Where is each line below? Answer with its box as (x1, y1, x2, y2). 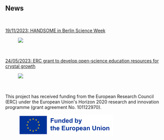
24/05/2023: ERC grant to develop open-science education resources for (5, 58, 159, 64)
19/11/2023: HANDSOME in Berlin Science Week (5, 27, 106, 34)
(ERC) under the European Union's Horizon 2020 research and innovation (5, 99, 159, 105)
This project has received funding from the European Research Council (5, 93, 154, 99)
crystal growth (5, 63, 36, 69)
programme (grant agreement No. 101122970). (5, 104, 102, 110)
